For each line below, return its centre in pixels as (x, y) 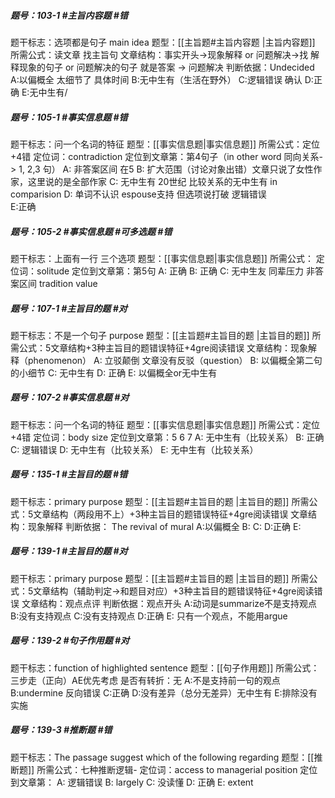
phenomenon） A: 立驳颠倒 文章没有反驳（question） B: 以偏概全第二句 (175, 360)
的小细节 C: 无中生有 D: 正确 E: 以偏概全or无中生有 (114, 372)
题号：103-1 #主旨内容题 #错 (69, 15)
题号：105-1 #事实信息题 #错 (69, 117)
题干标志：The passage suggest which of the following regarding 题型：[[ (162, 757)
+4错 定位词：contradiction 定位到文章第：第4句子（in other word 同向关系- (167, 156)
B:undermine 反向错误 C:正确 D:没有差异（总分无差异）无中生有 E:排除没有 (164, 692)
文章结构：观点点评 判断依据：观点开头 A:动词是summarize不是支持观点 (169, 603)
